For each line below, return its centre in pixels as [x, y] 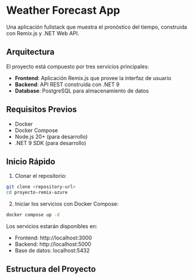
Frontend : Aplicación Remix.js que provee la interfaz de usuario [93, 78]
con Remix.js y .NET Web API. [43, 33]
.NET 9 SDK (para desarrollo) [50, 143]
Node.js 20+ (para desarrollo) [51, 136]
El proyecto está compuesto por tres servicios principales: [78, 66]
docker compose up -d [33, 215]
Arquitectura [30, 52]
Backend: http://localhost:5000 [53, 244]
